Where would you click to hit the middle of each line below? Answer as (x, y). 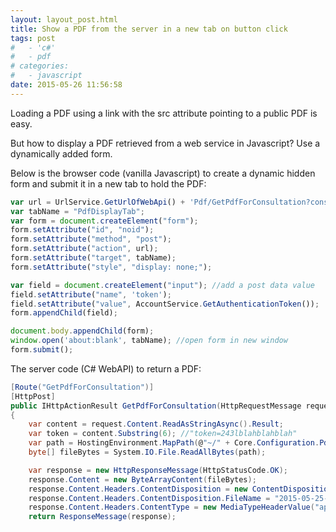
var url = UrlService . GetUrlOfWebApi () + (98, 202)
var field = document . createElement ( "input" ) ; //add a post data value (162, 285)
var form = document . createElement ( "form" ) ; (104, 221)
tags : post (33, 38)
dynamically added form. (61, 153)
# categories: (40, 66)
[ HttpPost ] (33, 396)
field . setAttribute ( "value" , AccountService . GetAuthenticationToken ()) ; (165, 304)
